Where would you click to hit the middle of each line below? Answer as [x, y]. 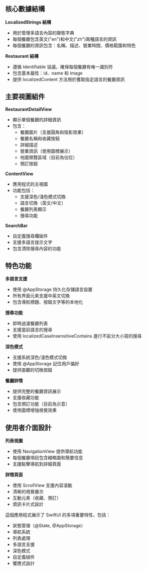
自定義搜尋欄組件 [30, 236]
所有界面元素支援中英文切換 [41, 296]
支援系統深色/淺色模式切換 [40, 357]
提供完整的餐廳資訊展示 [37, 391]
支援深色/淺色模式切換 [43, 196]
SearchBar [17, 225]
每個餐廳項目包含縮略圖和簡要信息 [48, 458]
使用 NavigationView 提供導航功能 [47, 451]
